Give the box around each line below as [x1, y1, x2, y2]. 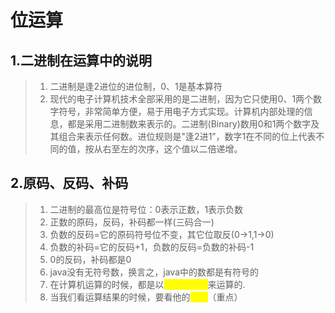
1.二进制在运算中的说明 [10, 52, 153, 69]
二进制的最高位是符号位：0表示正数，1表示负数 [49, 203, 244, 215]
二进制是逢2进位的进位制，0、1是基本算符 [49, 81, 223, 92]
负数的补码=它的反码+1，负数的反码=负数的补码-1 [49, 241, 255, 253]
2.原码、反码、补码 [10, 175, 129, 192]
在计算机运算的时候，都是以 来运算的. [49, 278, 246, 290]
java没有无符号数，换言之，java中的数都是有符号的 [49, 266, 260, 278]
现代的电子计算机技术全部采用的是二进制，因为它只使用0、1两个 [49, 93, 314, 105]
